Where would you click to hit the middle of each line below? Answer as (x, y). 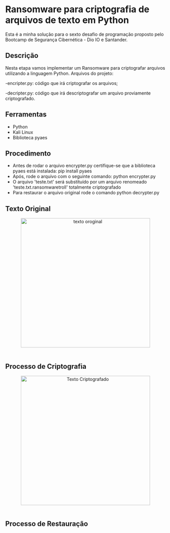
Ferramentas (26, 115)
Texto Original (28, 209)
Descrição (22, 56)
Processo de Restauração (47, 524)
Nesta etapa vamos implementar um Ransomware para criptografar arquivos (85, 68)
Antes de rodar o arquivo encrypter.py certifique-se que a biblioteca (84, 166)
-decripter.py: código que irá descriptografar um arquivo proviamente (78, 93)
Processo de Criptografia (46, 366)
